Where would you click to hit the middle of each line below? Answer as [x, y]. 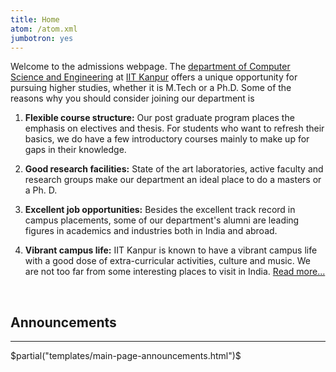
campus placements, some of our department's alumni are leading [162, 220]
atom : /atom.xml [44, 29]
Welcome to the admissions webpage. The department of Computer [150, 67]
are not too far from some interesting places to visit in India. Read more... [175, 272]
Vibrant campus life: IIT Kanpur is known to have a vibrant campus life [171, 250]
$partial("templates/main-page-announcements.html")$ [126, 356]
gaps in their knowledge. [75, 150]
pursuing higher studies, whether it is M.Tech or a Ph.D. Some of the [151, 88]
